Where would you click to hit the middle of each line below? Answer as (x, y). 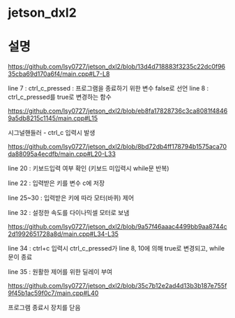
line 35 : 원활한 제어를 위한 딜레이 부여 (60, 272)
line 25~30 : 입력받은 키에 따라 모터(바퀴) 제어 (71, 198)
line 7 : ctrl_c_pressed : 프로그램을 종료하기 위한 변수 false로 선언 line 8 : (108, 88)
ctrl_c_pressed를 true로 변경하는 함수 (60, 97)
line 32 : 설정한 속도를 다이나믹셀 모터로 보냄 (69, 213)
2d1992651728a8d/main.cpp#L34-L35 (63, 234)
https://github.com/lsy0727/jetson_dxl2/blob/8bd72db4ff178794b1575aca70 (117, 147)
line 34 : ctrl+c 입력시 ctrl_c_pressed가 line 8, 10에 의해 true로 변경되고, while (116, 248)
